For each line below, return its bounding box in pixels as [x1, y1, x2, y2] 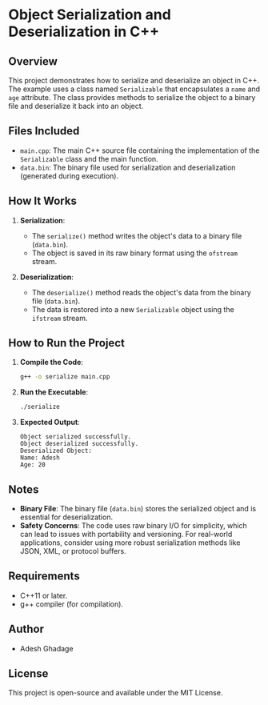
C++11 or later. [19, 591, 68, 600]
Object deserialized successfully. [19, 440, 139, 448]
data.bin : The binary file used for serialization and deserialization [19, 162, 236, 172]
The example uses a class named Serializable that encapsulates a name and [8, 84, 261, 94]
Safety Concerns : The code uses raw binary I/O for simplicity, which [19, 521, 248, 530]
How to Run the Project [8, 336, 126, 350]
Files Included [8, 124, 80, 138]
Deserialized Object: [19, 447, 92, 455]
